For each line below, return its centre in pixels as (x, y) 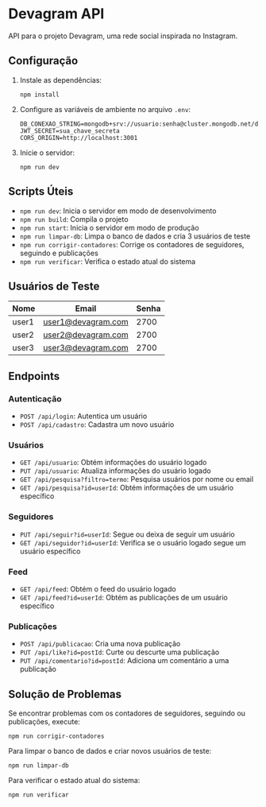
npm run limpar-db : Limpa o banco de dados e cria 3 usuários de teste (135, 236)
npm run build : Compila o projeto (74, 219)
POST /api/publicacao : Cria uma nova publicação (100, 644)
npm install (39, 95)
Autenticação (35, 398)
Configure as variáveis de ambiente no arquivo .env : (105, 109)
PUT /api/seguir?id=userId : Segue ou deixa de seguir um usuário (127, 534)
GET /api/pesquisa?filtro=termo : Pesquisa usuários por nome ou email (137, 479)
